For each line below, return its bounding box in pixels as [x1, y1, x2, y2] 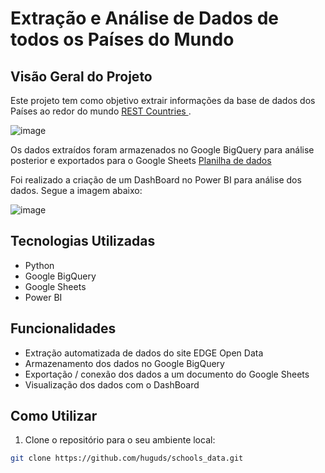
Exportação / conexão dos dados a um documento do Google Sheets [24, 368, 310, 380]
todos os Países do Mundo [10, 28, 235, 51]
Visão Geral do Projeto [10, 68, 153, 85]
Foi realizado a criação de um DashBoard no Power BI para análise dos [10, 174, 302, 186]
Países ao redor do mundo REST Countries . [10, 105, 192, 117]
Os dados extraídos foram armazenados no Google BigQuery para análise [10, 144, 315, 156]
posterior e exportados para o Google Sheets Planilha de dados [10, 155, 272, 166]
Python [24, 259, 55, 271]
